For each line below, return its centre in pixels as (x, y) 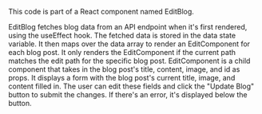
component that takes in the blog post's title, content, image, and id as (124, 69)
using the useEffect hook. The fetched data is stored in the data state (122, 35)
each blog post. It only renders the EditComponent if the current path (122, 52)
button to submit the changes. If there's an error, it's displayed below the (128, 94)
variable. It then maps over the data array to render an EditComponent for (129, 44)
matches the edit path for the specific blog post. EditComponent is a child (129, 61)
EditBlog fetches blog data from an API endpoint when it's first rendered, (128, 27)
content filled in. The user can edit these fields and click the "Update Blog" (131, 86)
